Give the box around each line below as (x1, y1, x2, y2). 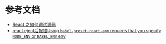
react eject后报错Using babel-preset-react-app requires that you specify (12, 27, 162, 33)
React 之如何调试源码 (12, 22, 56, 27)
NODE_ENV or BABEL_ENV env (12, 33, 66, 39)
